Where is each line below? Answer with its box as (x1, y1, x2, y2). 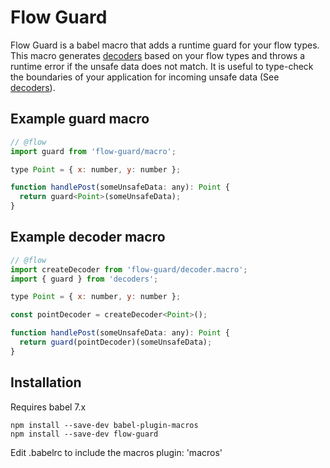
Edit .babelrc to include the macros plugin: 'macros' (10, 446, 223, 458)
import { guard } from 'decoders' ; (10, 274, 159, 284)
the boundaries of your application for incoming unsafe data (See (10, 71, 280, 83)
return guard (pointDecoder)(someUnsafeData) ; (19, 337, 213, 348)
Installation (10, 374, 82, 391)
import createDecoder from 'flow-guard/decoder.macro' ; (10, 264, 248, 275)
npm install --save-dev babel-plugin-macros (10, 420, 199, 430)
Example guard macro (10, 111, 150, 128)
